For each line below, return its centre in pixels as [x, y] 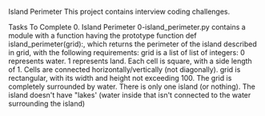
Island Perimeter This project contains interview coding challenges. [119, 12]
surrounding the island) [47, 104]
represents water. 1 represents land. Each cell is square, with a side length [130, 61]
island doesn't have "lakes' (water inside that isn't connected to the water [130, 95]
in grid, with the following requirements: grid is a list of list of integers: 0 [127, 52]
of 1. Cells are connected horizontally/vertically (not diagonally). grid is [124, 70]
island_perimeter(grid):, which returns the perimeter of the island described [133, 44]
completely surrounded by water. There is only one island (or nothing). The [132, 86]
